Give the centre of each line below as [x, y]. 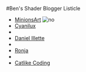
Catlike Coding [32, 63]
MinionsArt [28, 19]
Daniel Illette [30, 38]
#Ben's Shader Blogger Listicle [43, 8]
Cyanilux [25, 26]
